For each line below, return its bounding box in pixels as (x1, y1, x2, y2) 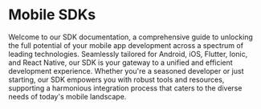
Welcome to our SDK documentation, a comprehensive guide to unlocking (8, 32, 253, 42)
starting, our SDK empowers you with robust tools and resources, (8, 75, 225, 84)
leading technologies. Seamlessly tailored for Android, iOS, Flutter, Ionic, (8, 49, 248, 59)
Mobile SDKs (8, 6, 96, 24)
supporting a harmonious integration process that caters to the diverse (8, 83, 243, 93)
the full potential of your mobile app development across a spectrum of (8, 40, 243, 50)
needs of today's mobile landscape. (8, 91, 127, 101)
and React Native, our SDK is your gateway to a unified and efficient (8, 58, 233, 67)
